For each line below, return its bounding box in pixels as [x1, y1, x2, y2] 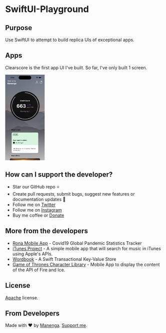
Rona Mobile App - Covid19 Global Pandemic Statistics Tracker [12, 240, 142, 246]
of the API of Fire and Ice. [12, 267, 65, 273]
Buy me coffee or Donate [12, 212, 64, 218]
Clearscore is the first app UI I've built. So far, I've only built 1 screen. [5, 64, 147, 71]
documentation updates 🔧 [12, 196, 66, 202]
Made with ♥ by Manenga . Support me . [5, 322, 87, 328]
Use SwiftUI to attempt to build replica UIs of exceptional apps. [5, 37, 134, 43]
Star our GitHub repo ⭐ [12, 184, 60, 190]
